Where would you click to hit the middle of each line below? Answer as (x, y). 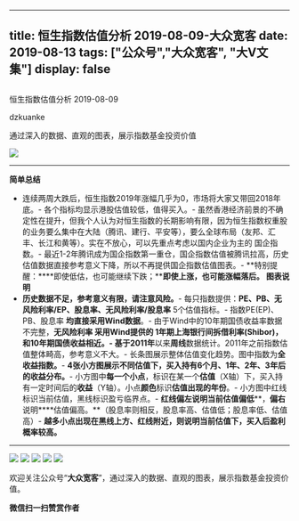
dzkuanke (27, 117)
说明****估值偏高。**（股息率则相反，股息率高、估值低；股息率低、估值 (154, 410)
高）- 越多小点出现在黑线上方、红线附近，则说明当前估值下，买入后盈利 (154, 420)
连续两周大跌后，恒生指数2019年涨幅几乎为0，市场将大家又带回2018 (148, 198)
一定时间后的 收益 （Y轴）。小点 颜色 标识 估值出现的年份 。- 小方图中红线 (158, 387)
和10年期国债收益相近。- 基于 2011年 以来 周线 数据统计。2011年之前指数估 (155, 343)
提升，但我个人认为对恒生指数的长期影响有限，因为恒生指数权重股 (166, 220)
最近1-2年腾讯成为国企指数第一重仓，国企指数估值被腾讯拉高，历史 (166, 254)
